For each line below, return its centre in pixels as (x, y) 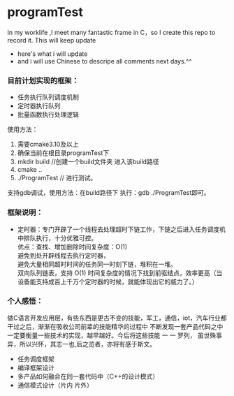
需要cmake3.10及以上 (48, 145)
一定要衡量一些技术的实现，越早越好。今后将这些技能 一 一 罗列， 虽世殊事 (115, 335)
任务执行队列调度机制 (48, 97)
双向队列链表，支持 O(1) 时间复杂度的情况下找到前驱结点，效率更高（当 (120, 272)
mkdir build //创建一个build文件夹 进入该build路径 (88, 162)
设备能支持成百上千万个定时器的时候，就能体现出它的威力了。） (108, 281)
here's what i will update (52, 54)
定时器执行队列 (39, 106)
